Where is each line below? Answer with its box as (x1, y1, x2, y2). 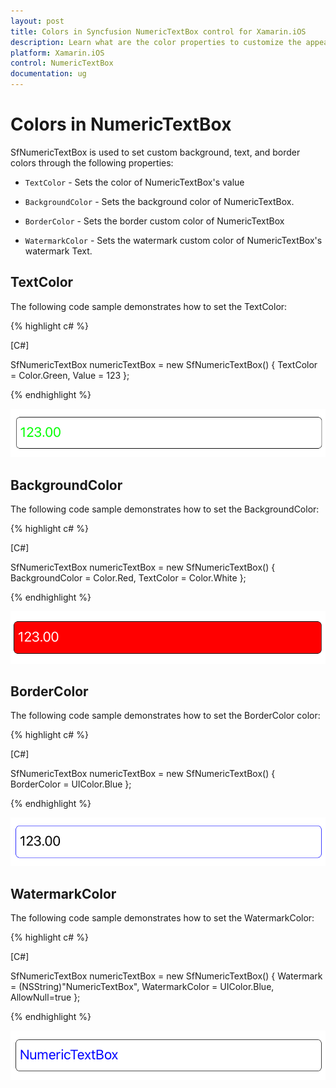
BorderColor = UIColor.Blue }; (10, 778, 132, 790)
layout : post (10, 16, 65, 26)
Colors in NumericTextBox (10, 113, 232, 136)
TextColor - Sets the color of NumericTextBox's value (24, 176, 245, 188)
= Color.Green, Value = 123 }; (10, 369, 130, 381)
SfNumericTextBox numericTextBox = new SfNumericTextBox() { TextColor (10, 358, 318, 370)
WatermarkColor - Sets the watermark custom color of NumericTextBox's (24, 234, 323, 246)
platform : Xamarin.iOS (10, 48, 105, 58)
